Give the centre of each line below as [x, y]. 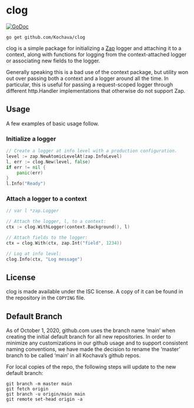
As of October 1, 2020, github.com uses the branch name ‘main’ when [91, 330]
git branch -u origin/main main [46, 394]
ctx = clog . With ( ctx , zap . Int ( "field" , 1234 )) [64, 243]
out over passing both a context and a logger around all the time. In [87, 78]
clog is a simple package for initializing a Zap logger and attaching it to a [94, 48]
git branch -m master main [39, 384]
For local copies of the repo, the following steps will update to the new [91, 367]
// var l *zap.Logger [33, 211]
